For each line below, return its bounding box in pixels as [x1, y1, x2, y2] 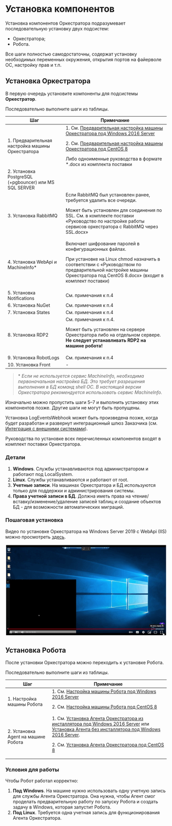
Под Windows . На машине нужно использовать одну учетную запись [12, 787, 166, 794]
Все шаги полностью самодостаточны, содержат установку [5, 51, 137, 57]
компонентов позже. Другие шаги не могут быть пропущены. [5, 405, 141, 411]
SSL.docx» [66, 229, 89, 235]
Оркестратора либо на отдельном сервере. [66, 332, 161, 338]
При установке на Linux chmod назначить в [66, 256, 160, 262]
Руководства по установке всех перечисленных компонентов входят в [5, 435, 161, 442]
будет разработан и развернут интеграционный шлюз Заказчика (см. [5, 420, 158, 427]
